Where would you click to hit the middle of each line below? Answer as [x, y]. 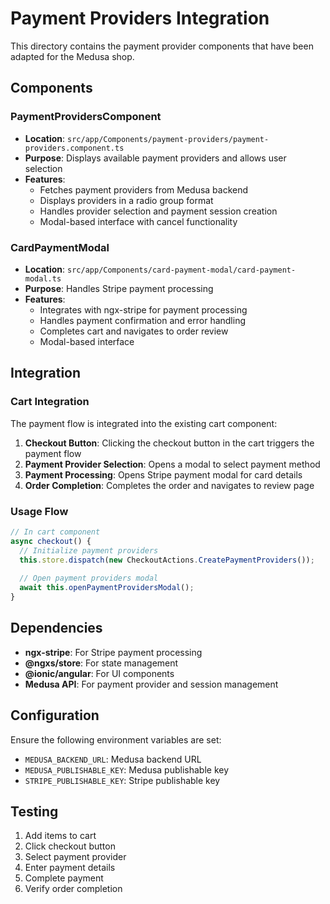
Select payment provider [75, 857]
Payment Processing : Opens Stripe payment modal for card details [163, 474]
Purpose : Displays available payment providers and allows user [155, 158]
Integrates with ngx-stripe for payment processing [143, 309]
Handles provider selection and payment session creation [158, 211]
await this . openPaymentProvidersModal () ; [107, 588]
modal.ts [43, 278]
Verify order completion [73, 889]
